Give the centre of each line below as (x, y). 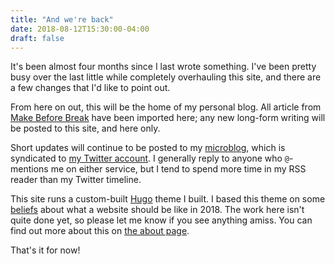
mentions (29, 169)
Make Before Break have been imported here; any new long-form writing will (168, 118)
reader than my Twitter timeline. (76, 180)
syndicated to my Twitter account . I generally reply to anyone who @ (150, 158)
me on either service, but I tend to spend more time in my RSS (178, 169)
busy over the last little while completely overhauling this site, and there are (166, 77)
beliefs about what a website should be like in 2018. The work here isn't (157, 210)
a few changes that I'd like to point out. (90, 88)
